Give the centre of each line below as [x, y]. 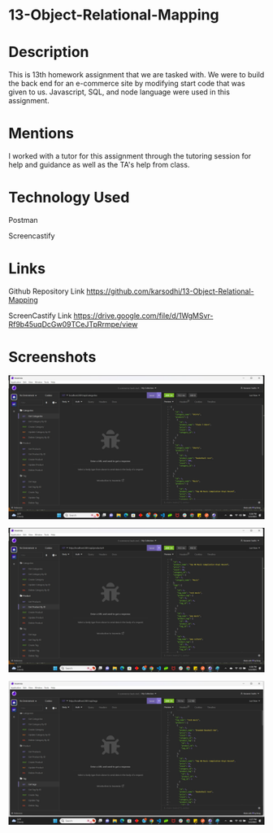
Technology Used [69, 198]
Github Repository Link [47, 291]
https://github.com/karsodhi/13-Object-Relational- [170, 291]
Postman [23, 220]
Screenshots [52, 358]
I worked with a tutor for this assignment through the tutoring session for [130, 156]
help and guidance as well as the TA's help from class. [99, 165]
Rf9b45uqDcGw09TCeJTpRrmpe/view [73, 324]
